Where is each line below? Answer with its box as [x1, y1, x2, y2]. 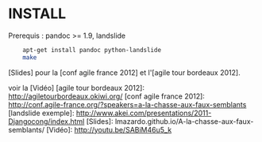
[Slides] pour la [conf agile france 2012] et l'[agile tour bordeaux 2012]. [8, 68, 241, 77]
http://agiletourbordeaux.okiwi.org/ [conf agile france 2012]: [8, 92, 205, 101]
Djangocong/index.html [8, 116, 85, 126]
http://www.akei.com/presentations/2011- [75, 108, 212, 118]
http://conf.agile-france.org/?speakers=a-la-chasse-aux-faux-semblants [8, 99, 247, 109]
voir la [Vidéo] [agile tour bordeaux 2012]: [8, 83, 145, 92]
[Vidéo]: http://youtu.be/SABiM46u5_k [46, 125, 172, 134]
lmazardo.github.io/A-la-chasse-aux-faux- [114, 116, 254, 126]
